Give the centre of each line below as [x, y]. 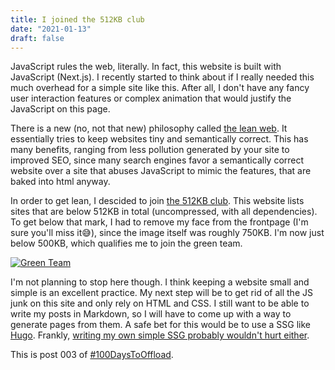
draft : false [37, 38]
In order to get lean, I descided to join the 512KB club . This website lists [157, 201]
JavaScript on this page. [60, 109]
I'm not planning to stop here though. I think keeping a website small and [160, 282]
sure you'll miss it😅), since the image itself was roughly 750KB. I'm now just [167, 233]
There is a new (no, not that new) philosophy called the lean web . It [149, 128]
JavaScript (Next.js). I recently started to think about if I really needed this [162, 77]
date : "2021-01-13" [51, 29]
